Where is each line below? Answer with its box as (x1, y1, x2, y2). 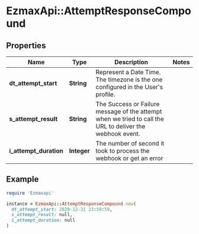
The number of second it (95, 140, 165, 147)
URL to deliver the (95, 122, 146, 130)
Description (114, 58, 148, 66)
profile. (95, 90, 115, 99)
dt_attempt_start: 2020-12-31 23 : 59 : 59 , (11, 206, 113, 212)
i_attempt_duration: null (11, 217, 76, 223)
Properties (6, 40, 46, 50)
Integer (69, 147, 90, 155)
